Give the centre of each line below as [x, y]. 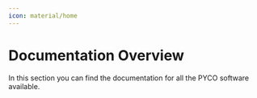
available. [24, 86]
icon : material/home [43, 16]
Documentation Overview [96, 55]
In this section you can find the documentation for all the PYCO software [128, 78]
